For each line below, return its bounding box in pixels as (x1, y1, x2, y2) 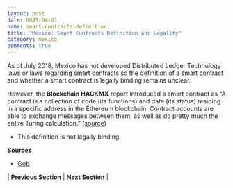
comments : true (7, 42, 51, 49)
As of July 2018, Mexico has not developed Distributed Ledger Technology (7, 62, 221, 69)
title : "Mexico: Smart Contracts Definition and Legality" (7, 29, 182, 37)
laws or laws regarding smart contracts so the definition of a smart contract (7, 69, 224, 77)
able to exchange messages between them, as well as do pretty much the (7, 112, 218, 120)
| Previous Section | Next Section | (7, 173, 109, 181)
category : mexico (7, 36, 58, 43)
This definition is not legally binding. (17, 133, 122, 141)
